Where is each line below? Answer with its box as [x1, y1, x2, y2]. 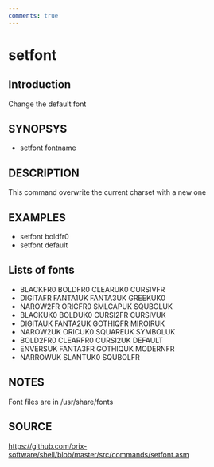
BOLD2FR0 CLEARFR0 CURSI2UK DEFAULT [19, 335, 164, 345]
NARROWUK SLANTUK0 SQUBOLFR [19, 352, 141, 362]
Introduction [8, 77, 72, 92]
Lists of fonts [8, 263, 75, 277]
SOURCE [8, 420, 53, 433]
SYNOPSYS [8, 122, 68, 136]
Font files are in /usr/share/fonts [8, 397, 114, 406]
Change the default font [8, 99, 87, 109]
